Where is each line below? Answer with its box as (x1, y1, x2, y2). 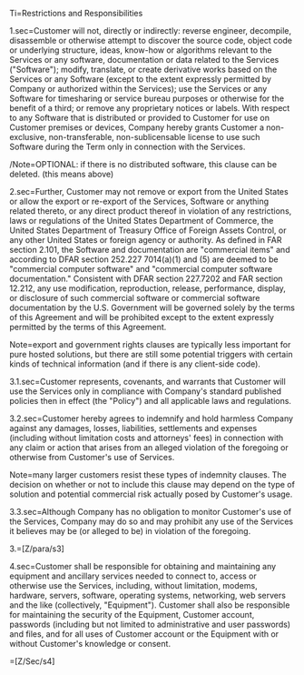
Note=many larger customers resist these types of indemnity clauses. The (9, 469, 288, 480)
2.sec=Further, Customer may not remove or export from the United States (9, 186, 289, 196)
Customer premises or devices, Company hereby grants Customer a (9, 122, 265, 133)
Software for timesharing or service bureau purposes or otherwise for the (9, 93, 284, 104)
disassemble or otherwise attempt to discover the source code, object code (9, 35, 293, 45)
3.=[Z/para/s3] (9, 543, 65, 554)
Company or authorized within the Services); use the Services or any (9, 84, 268, 94)
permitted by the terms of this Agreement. (9, 322, 167, 332)
